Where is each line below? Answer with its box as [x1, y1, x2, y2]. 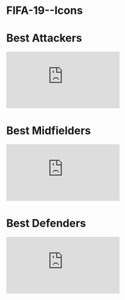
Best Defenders [6, 217, 86, 230]
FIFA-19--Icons [6, 4, 83, 18]
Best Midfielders [6, 124, 91, 138]
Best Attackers [6, 31, 83, 45]
